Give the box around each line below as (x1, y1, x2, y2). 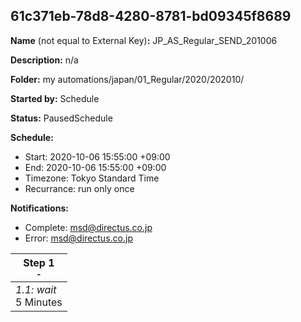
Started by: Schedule (10, 92, 100, 104)
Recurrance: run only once (24, 182, 135, 194)
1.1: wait (15, 282, 57, 296)
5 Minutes (15, 295, 63, 309)
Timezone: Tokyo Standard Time (24, 172, 160, 184)
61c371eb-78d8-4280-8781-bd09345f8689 (10, 8, 292, 25)
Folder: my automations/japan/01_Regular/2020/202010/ (10, 73, 245, 85)
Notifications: (10, 202, 69, 214)
